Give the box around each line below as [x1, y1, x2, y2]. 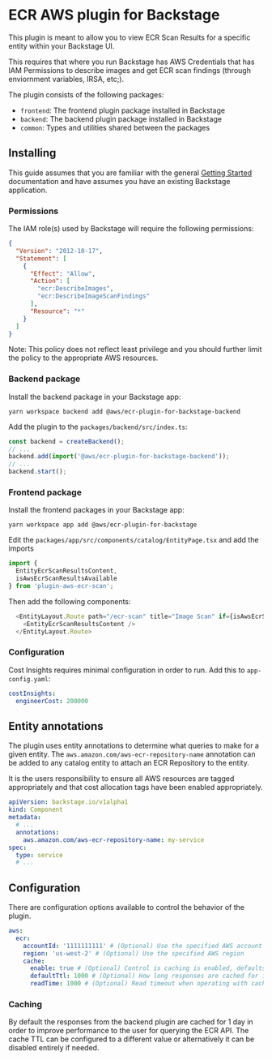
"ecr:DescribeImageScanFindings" [37, 292, 151, 301]
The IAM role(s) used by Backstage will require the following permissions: [8, 224, 254, 234]
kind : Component [8, 805, 63, 814]
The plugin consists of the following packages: [8, 89, 164, 99]
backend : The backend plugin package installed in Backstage [19, 114, 223, 123]
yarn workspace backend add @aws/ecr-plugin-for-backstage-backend [8, 407, 241, 415]
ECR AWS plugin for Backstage [8, 6, 220, 24]
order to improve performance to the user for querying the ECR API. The [8, 1026, 249, 1036]
